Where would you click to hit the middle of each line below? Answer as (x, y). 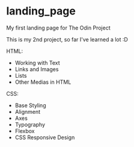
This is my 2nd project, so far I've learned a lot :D (67, 39)
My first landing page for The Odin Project (58, 28)
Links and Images (37, 69)
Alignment (28, 111)
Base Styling (30, 105)
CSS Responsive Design (45, 137)
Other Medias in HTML (43, 82)
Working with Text (37, 63)
